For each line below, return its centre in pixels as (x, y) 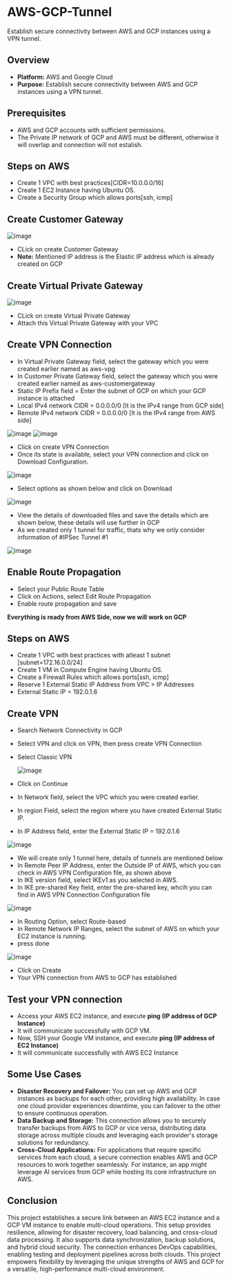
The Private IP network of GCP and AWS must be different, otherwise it (118, 137)
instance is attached (46, 398)
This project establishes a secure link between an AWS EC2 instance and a (113, 1217)
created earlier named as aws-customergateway (86, 383)
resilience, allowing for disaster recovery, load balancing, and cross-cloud (112, 1232)
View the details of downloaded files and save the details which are (113, 515)
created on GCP (40, 264)
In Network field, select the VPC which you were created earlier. (108, 797)
